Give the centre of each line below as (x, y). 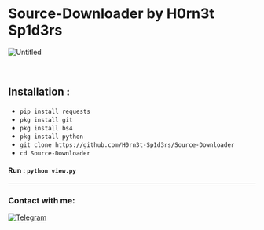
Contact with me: (42, 200)
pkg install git (46, 120)
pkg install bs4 (46, 128)
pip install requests (55, 111)
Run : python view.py (42, 170)
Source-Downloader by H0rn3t (111, 14)
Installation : (39, 92)
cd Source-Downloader (55, 153)
